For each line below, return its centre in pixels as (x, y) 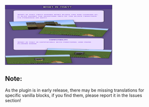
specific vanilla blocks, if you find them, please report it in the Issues (74, 95)
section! (13, 101)
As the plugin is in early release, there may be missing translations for (75, 90)
